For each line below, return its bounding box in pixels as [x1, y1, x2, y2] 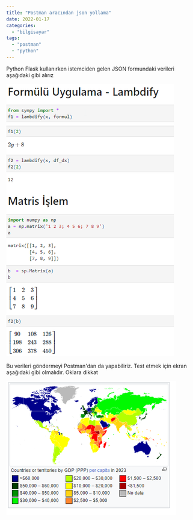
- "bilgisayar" [11, 29, 50, 35]
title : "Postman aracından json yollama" [6, 10, 112, 16]
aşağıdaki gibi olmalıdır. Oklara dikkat [6, 368, 98, 376]
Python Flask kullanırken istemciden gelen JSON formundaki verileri [6, 65, 174, 72]
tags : [6, 35, 20, 42]
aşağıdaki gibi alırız [6, 71, 54, 78]
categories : [6, 22, 36, 28]
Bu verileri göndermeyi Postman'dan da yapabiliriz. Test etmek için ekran [6, 362, 188, 369]
